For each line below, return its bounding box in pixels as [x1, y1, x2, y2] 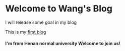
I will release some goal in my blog [5, 19, 77, 25]
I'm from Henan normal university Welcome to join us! [5, 40, 120, 46]
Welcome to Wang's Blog [5, 3, 112, 14]
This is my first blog [5, 29, 46, 35]
